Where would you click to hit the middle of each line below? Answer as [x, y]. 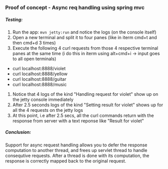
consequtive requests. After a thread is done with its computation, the [77, 155]
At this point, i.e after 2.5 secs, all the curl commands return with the [83, 115]
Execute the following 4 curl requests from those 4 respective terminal [85, 48]
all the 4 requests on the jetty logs [48, 110]
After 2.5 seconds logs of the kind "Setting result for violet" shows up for [88, 105]
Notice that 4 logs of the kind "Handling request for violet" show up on [85, 94]
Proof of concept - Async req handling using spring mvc [75, 8]
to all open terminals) [34, 59]
